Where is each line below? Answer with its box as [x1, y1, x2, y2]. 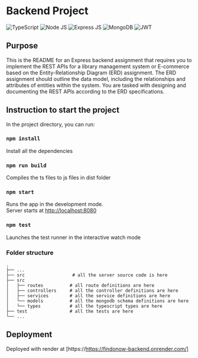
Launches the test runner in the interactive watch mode [6, 233, 141, 240]
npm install [6, 135, 41, 142]
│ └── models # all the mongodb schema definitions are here [6, 298, 189, 304]
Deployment [6, 330, 53, 340]
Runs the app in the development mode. [6, 201, 103, 208]
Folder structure [6, 248, 54, 256]
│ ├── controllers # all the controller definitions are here [6, 288, 178, 294]
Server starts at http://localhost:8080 [6, 207, 97, 214]
